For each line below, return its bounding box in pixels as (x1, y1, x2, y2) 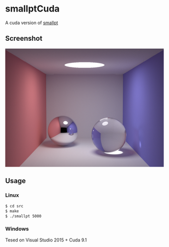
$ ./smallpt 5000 (5, 214, 42, 219)
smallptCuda (5, 3, 60, 15)
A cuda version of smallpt (5, 20, 58, 26)
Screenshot (5, 34, 43, 43)
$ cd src (5, 204, 24, 209)
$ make (5, 209, 19, 214)
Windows (5, 225, 29, 232)
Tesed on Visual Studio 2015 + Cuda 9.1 (5, 237, 87, 243)
